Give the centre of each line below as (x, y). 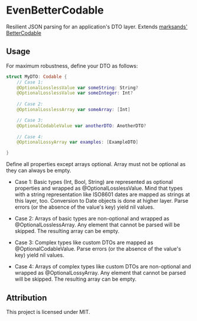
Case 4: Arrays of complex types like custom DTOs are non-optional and (103, 267)
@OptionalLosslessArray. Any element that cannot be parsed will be (97, 225)
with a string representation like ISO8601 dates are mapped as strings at (102, 194)
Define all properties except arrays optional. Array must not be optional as (96, 164)
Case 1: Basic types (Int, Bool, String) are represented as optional (93, 182)
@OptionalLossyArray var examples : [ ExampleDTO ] (78, 142)
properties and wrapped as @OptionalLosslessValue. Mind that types (98, 188)
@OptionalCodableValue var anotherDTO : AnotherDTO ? (81, 126)
